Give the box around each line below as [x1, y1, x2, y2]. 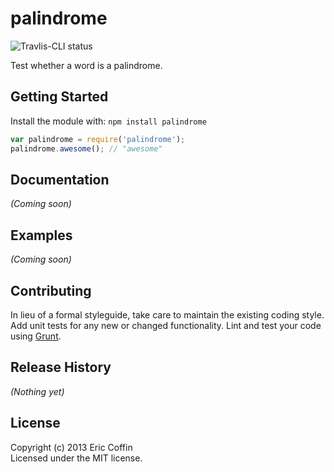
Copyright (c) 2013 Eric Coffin [10, 441, 133, 453]
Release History [10, 359, 112, 376]
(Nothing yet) [10, 385, 65, 397]
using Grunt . [10, 330, 62, 342]
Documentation [10, 171, 110, 188]
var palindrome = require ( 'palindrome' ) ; [10, 134, 186, 144]
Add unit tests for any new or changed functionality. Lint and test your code [10, 319, 322, 331]
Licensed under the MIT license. [10, 452, 143, 464]
